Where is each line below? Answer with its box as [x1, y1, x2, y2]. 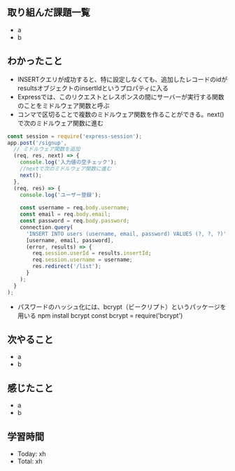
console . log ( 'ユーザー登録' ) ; [20, 191, 101, 198]
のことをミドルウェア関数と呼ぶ [17, 101, 110, 110]
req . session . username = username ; [32, 256, 133, 264]
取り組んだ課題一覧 [7, 6, 90, 19]
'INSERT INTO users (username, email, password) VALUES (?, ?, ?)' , [25, 230, 230, 237]
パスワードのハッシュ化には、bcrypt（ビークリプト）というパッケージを [17, 302, 227, 311]
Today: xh [17, 449, 47, 458]
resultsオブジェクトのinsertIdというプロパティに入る [17, 83, 169, 92]
